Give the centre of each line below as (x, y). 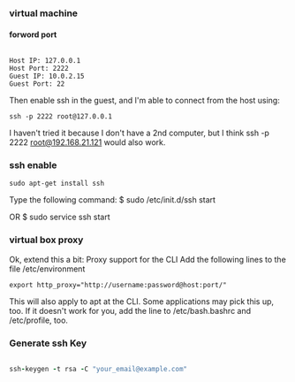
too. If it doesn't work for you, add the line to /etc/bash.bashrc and (130, 310)
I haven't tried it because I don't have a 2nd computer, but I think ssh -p (139, 133)
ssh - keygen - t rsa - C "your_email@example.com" (98, 370)
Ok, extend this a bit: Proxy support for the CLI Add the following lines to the (148, 259)
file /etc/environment (47, 269)
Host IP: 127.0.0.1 (45, 61)
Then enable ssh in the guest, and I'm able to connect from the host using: (144, 101)
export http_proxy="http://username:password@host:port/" (118, 285)
